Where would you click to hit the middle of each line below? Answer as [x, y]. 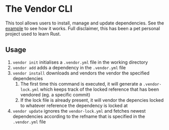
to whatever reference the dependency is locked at [74, 106]
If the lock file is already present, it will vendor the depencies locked [92, 100]
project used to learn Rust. [33, 34]
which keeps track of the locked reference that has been [100, 89]
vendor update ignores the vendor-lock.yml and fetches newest [79, 111]
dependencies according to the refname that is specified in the [79, 116]
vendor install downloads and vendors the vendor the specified [81, 73]
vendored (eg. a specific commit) [55, 94]
